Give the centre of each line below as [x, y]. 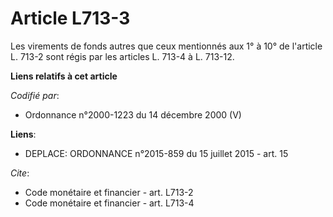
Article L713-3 [70, 18]
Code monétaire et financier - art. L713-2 [109, 192]
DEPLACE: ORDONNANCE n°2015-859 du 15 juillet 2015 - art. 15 [156, 153]
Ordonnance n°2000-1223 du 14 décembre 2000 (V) [133, 114]
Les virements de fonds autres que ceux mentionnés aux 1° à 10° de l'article [166, 46]
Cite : [20, 173]
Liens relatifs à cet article [64, 76]
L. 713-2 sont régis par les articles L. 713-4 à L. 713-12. [122, 56]
